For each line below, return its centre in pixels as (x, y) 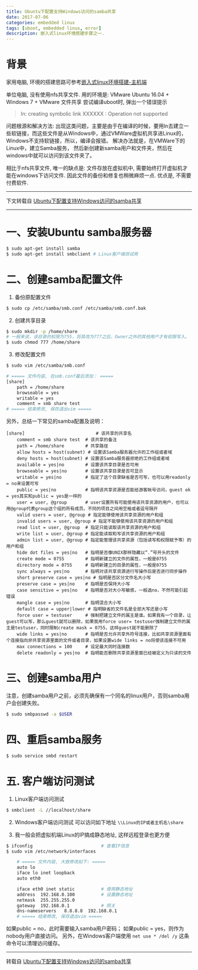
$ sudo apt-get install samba (43, 249)
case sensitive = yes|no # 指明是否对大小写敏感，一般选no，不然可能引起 (103, 590)
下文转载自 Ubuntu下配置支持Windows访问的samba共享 (74, 201)
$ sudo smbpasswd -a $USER (39, 714)
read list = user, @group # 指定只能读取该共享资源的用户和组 (89, 528)
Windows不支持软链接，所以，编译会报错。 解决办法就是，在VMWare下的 (96, 141)
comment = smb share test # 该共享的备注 (67, 440)
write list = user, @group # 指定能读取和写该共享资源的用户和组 (91, 534)
